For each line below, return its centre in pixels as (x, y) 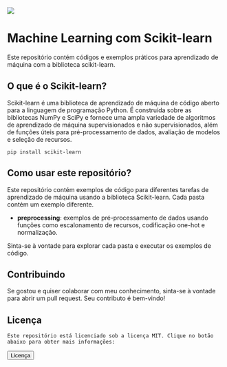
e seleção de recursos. (40, 139)
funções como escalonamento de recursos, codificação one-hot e (111, 225)
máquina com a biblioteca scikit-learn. (61, 64)
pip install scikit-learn (44, 152)
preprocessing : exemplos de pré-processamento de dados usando (112, 218)
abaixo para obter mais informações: (61, 342)
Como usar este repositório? (69, 173)
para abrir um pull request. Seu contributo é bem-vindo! (86, 298)
